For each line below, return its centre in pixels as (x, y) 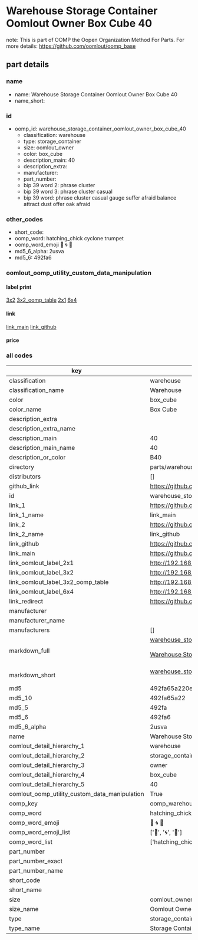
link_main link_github (32, 327)
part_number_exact (36, 861)
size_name (24, 909)
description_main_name (42, 448)
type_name (24, 928)
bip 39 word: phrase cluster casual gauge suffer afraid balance (100, 198)
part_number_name (36, 871)
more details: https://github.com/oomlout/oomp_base (71, 46)
